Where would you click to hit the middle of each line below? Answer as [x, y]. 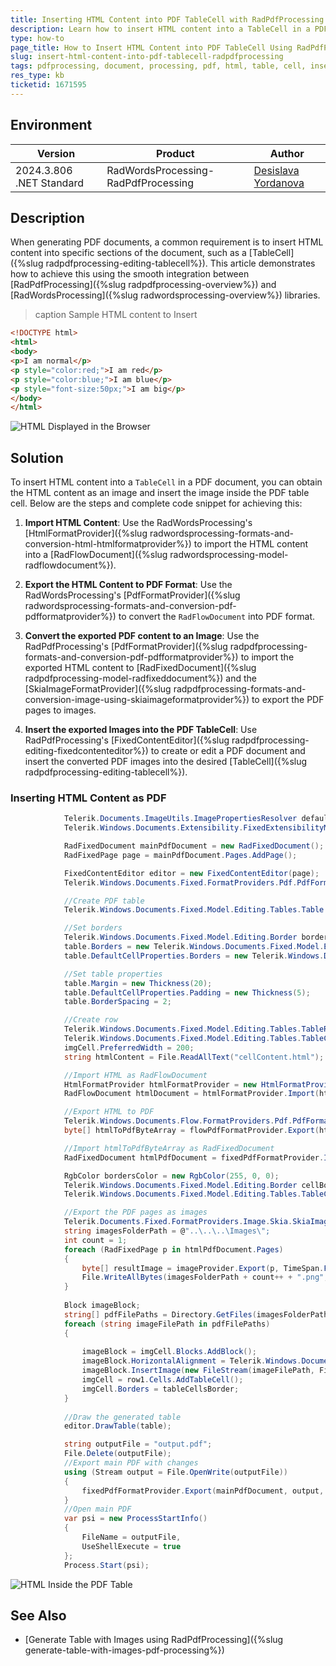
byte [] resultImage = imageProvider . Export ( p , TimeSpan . [203, 1268]
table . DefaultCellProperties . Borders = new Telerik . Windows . [194, 956]
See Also [38, 1615]
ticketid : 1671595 [48, 85]
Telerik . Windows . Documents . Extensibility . [153, 828]
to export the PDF [288, 700]
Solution [37, 457]
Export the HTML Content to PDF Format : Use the [128, 585]
